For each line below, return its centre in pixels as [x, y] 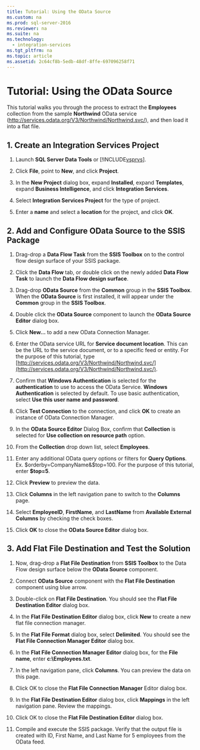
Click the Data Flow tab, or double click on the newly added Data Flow [102, 272]
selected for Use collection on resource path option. [80, 435]
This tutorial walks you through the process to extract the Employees [92, 107]
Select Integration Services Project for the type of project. [87, 201]
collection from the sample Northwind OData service [72, 114]
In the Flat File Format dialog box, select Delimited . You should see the [102, 634]
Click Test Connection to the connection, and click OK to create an [98, 411]
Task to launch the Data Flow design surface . [72, 279]
